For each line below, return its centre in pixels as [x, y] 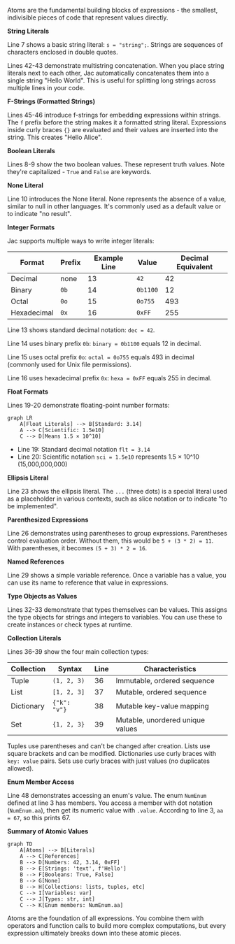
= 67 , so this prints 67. [39, 818]
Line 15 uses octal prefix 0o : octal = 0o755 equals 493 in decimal [101, 357]
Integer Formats [31, 227]
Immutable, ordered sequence [165, 681]
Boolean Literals [31, 151]
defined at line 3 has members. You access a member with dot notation [110, 803]
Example [109, 258]
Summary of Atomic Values [48, 831]
